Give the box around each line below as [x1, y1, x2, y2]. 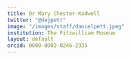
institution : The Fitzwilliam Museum [7, 29, 116, 37]
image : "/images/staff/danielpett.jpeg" [7, 23, 125, 30]
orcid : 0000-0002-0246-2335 [7, 42, 88, 49]
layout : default [7, 36, 54, 43]
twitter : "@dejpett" [7, 17, 67, 23]
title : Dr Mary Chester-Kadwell [7, 10, 100, 17]
